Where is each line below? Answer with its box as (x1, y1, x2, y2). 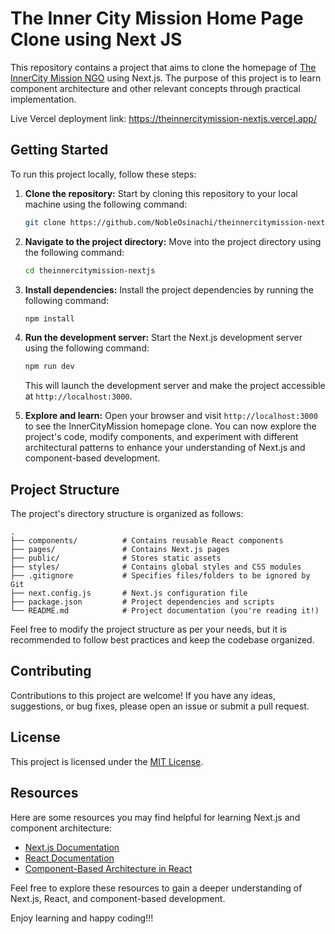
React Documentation (24, 852, 115, 864)
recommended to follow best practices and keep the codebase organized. (10, 634, 315, 646)
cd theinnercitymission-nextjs (24, 265, 156, 276)
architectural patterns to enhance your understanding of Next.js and (24, 442, 306, 454)
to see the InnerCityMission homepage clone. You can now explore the (24, 420, 317, 432)
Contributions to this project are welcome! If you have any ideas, (10, 689, 277, 701)
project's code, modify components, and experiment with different (24, 431, 299, 443)
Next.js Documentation (24, 841, 120, 853)
